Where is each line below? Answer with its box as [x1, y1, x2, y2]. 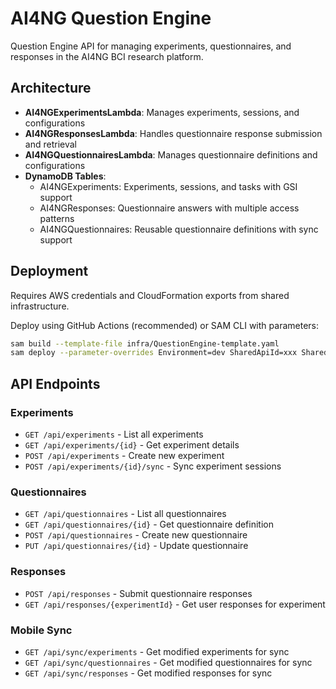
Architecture [10, 80, 92, 97]
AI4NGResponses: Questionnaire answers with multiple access [39, 202, 300, 214]
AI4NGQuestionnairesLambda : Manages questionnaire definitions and [24, 148, 318, 161]
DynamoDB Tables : [24, 170, 107, 182]
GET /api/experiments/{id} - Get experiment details [24, 439, 240, 451]
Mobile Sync [10, 623, 73, 637]
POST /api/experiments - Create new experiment [24, 450, 225, 461]
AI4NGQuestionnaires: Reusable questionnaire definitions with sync [39, 223, 319, 235]
